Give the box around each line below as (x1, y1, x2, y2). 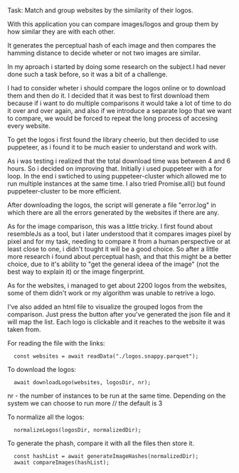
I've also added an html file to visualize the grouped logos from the (7, 302, 203, 311)
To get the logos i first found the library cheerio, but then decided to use (7, 135, 219, 144)
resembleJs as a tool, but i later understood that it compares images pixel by (7, 230, 231, 238)
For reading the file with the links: (7, 339, 105, 347)
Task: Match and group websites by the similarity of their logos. (7, 6, 193, 14)
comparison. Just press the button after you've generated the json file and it (7, 310, 231, 319)
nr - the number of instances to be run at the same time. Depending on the (7, 391, 226, 400)
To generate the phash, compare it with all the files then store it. (7, 439, 194, 447)
